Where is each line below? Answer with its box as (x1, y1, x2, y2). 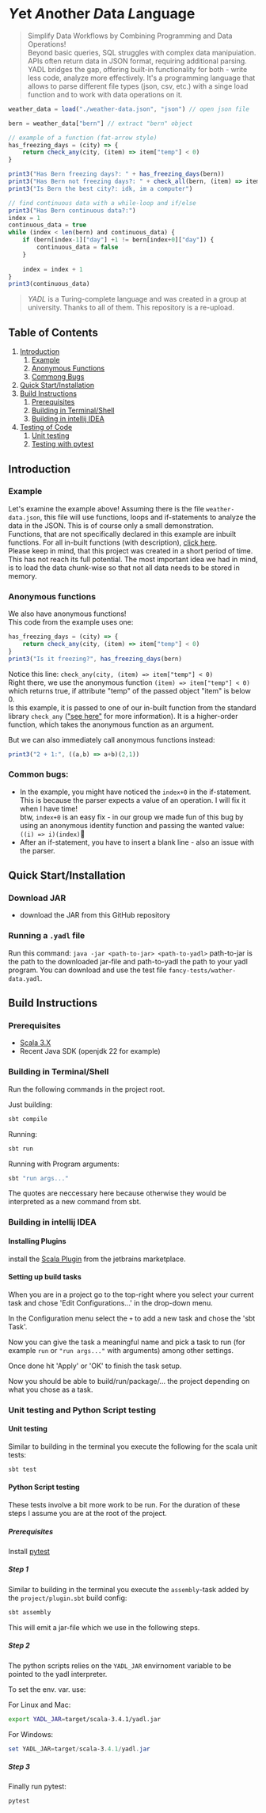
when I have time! (19, 804, 78, 813)
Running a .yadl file (8, 930, 85, 941)
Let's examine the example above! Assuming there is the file (8, 504, 204, 513)
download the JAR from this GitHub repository (19, 910, 170, 920)
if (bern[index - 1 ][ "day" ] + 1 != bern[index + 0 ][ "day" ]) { (22, 236, 215, 244)
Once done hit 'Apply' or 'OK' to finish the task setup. (8, 1361, 182, 1370)
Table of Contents (8, 325, 99, 339)
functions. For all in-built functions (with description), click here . (8, 538, 218, 547)
